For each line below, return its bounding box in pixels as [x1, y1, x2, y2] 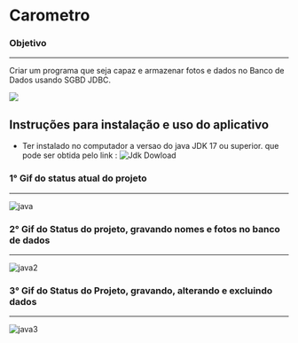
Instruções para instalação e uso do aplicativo [9, 117, 269, 132]
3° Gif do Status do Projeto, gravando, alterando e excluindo [9, 285, 273, 297]
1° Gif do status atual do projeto [9, 172, 148, 184]
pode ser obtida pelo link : [21, 150, 118, 160]
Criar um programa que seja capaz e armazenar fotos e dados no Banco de [9, 66, 286, 76]
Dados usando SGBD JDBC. [9, 74, 112, 85]
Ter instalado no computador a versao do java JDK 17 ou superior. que [21, 141, 279, 152]
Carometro [9, 5, 90, 26]
